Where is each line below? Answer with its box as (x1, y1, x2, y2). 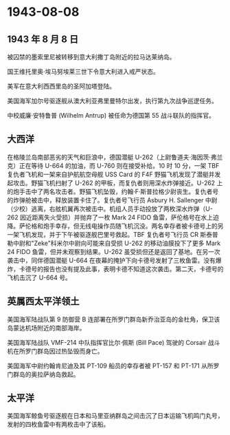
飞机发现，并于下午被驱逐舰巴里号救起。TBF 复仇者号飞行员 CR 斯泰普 (19, 230, 218, 238)
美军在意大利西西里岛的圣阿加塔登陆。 (7, 82, 115, 90)
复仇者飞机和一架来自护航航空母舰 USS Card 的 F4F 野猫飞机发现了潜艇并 (7, 170, 215, 178)
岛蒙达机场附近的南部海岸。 (7, 323, 86, 332)
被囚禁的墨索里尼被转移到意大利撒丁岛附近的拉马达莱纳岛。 (7, 53, 176, 61)
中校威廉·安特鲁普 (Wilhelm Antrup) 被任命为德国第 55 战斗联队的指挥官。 (7, 112, 215, 119)
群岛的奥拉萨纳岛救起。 (12, 370, 80, 379)
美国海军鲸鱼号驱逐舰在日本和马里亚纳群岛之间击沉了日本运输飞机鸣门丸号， (7, 412, 224, 420)
